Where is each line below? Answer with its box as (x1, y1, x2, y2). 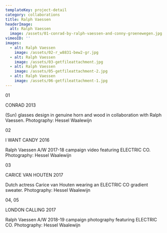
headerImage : (5, 21, 33, 27)
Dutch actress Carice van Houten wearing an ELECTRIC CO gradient (5, 181, 148, 188)
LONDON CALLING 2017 (5, 207, 56, 213)
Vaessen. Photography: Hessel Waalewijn (5, 117, 92, 123)
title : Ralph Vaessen (5, 17, 51, 22)
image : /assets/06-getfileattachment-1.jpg (14, 78, 108, 83)
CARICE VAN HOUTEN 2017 (5, 172, 63, 178)
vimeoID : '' (5, 36, 30, 41)
